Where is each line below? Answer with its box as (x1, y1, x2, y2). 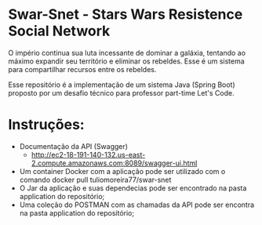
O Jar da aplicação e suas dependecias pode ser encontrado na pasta (19, 183, 247, 193)
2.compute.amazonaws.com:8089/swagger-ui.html (31, 158, 198, 168)
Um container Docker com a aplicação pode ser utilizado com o (19, 166, 226, 176)
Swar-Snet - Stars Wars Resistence (8, 5, 243, 24)
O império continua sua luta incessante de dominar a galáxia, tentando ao (8, 48, 246, 57)
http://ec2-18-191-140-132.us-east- (31, 150, 146, 159)
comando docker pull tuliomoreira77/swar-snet (19, 175, 172, 184)
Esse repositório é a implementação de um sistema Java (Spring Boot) (8, 80, 235, 89)
